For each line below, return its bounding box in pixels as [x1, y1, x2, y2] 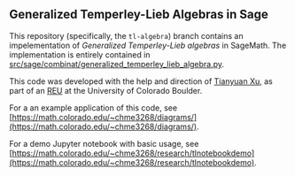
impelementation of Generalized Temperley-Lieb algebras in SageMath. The [9, 40, 287, 50]
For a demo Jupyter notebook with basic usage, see [9, 138, 199, 149]
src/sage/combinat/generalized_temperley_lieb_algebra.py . [9, 58, 224, 69]
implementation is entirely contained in [9, 49, 151, 60]
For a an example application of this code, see [9, 102, 178, 113]
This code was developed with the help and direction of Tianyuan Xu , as [9, 75, 273, 87]
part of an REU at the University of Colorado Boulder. [9, 85, 203, 96]
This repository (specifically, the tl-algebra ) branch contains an [9, 30, 244, 41]
